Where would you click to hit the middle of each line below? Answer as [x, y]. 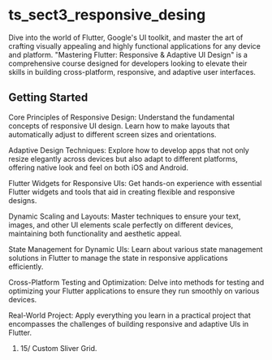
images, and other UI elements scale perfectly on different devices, [121, 224]
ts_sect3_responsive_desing [107, 15]
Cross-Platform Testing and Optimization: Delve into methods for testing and [136, 282]
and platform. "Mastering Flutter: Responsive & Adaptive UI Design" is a [128, 54]
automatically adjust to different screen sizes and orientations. [112, 134]
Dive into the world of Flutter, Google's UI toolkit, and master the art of [126, 37]
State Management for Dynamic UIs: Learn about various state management [136, 249]
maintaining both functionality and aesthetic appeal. [95, 233]
